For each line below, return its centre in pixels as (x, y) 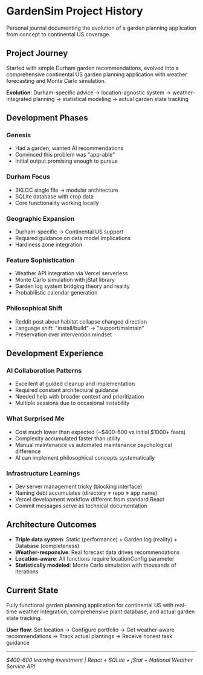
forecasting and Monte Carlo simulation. (56, 80)
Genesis (19, 135)
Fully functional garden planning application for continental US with (90, 605)
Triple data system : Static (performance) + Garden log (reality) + (96, 539)
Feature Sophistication (40, 260)
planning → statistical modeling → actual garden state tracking (111, 99)
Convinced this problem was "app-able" (65, 155)
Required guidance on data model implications (73, 238)
